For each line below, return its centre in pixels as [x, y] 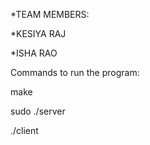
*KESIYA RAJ [38, 33]
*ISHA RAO [34, 53]
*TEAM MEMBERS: [50, 14]
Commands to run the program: [75, 72]
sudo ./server [38, 111]
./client [24, 130]
